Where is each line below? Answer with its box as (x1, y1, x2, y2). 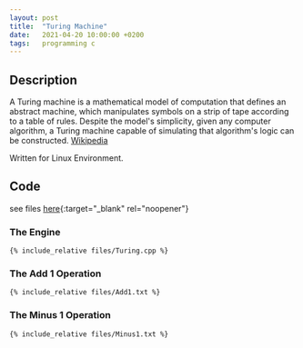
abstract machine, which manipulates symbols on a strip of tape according (9, 106, 289, 117)
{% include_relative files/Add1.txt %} (9, 288, 161, 297)
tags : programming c (9, 38, 96, 48)
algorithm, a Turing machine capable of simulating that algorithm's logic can (9, 125, 295, 136)
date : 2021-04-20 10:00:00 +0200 (9, 30, 145, 39)
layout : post (9, 13, 59, 23)
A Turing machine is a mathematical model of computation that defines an (9, 96, 287, 107)
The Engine (9, 225, 61, 238)
